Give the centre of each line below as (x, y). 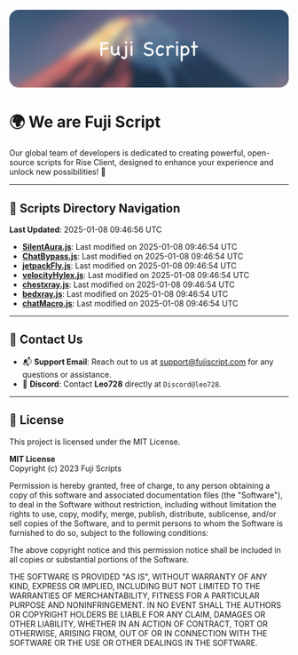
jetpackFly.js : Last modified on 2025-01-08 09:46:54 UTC (129, 266)
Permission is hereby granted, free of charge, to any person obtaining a (140, 485)
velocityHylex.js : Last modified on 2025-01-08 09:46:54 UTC (136, 276)
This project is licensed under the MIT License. (95, 442)
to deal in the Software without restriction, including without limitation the (143, 504)
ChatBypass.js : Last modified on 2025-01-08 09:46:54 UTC (133, 256)
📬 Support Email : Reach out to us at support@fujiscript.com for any (148, 362)
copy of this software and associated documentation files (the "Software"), (146, 495)
